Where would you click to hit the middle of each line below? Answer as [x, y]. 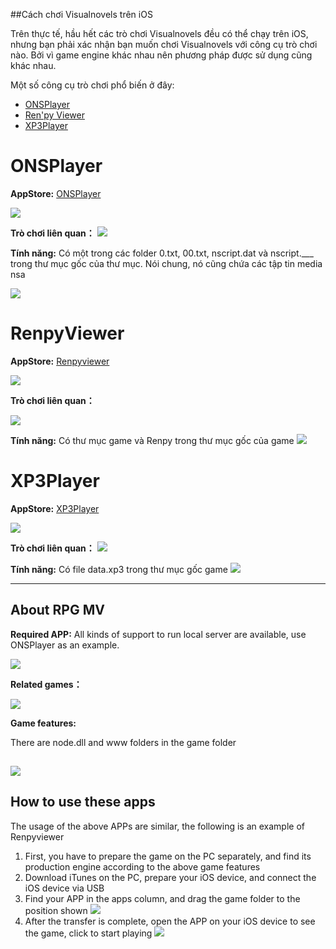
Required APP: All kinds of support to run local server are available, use [158, 634]
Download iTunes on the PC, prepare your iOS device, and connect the [170, 877]
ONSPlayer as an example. [65, 645]
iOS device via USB [64, 888]
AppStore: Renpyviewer [60, 361]
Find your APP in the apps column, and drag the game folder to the [162, 898]
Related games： [46, 684]
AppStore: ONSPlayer [56, 193]
